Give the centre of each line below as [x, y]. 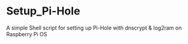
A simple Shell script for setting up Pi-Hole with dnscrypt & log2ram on [94, 28]
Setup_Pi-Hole [43, 11]
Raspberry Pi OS [27, 34]
